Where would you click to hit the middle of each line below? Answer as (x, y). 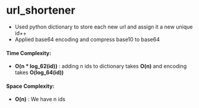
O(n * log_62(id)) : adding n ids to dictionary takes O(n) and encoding (101, 66)
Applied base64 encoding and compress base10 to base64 (87, 39)
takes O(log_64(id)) (39, 72)
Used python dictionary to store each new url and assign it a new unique (104, 27)
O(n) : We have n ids (40, 99)
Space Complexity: (30, 86)
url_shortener (41, 10)
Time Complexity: (29, 53)
